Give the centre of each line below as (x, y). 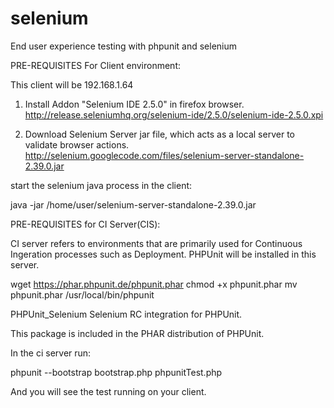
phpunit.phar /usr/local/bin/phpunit (82, 294)
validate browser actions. (77, 144)
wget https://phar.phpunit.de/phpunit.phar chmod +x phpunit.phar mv (154, 284)
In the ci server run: (51, 353)
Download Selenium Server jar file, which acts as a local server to (159, 134)
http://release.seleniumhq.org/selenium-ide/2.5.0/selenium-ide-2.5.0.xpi (174, 114)
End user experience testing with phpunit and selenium (124, 46)
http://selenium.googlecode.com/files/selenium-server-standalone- (164, 155)
